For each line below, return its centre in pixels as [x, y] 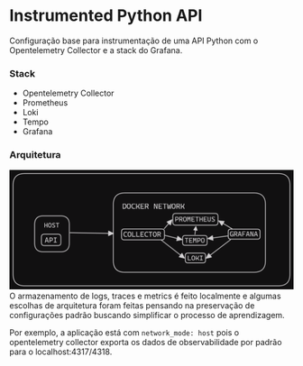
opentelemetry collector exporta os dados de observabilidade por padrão [146, 343]
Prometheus [45, 103]
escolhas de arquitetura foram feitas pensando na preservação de [132, 306]
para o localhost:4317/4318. [61, 352]
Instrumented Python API [106, 16]
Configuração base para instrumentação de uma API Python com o [134, 41]
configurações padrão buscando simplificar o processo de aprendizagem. [147, 316]
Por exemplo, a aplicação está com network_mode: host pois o [124, 333]
